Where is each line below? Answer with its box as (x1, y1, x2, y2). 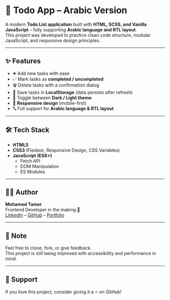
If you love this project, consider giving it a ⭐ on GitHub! (5, 289, 122, 295)
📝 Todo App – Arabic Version (5, 5, 127, 16)
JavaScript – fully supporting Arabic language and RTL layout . (5, 26, 138, 32)
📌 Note (5, 231, 27, 240)
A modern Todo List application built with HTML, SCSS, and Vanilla (5, 21, 147, 27)
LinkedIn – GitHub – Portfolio (5, 212, 65, 218)
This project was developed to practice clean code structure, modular (5, 32, 151, 38)
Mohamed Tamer (5, 201, 42, 207)
